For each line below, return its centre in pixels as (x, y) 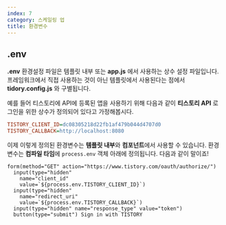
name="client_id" (44, 178)
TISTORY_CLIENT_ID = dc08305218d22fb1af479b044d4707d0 (84, 125)
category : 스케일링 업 (36, 20)
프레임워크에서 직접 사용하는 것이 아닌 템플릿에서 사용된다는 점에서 (96, 80)
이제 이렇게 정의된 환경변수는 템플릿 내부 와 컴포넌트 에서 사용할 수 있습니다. (107, 145)
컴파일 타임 (40, 153)
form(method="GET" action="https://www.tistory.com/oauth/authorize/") (112, 166)
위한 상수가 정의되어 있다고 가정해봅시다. (79, 112)
